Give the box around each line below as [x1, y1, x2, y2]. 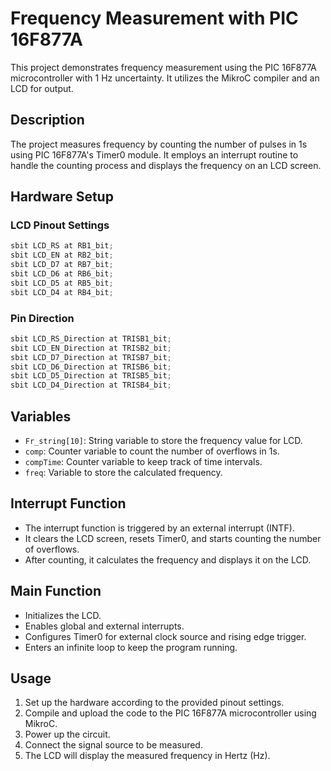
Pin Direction [10, 311, 75, 325]
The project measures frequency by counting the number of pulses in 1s [10, 138, 308, 150]
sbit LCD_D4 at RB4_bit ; [10, 287, 114, 297]
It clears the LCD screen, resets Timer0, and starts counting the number [24, 532, 322, 544]
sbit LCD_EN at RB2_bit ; [10, 250, 114, 261]
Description [10, 112, 85, 129]
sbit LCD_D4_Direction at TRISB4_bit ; [10, 380, 172, 391]
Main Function [10, 583, 102, 600]
